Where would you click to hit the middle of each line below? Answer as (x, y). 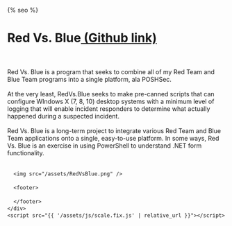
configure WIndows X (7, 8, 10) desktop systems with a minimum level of (111, 101)
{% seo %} (23, 10)
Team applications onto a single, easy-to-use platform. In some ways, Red (113, 138)
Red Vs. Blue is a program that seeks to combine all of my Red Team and (111, 71)
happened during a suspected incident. (64, 116)
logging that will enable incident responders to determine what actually (109, 108)
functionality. (26, 153)
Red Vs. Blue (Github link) (82, 38)
